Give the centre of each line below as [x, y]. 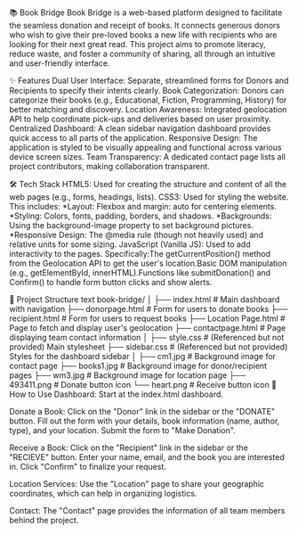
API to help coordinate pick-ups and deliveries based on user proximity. [140, 119]
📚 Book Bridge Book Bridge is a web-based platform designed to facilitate [146, 12]
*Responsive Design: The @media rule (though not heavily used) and [137, 235]
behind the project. [44, 520]
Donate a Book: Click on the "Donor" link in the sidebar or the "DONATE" [142, 411]
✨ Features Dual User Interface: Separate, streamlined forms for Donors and [149, 80]
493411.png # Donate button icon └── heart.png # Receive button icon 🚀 [143, 385]
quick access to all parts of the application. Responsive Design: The [133, 138]
